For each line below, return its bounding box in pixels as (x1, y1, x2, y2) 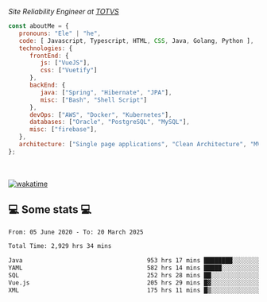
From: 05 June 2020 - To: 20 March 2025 (8, 228, 145, 236)
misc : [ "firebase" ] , (29, 126, 98, 134)
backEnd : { (29, 81, 66, 89)
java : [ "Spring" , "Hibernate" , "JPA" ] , (40, 88, 172, 96)
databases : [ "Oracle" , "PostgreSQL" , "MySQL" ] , (29, 118, 191, 126)
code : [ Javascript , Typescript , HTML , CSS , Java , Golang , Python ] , (18, 37, 254, 45)
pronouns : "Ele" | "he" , (18, 29, 102, 37)
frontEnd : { (29, 52, 69, 60)
